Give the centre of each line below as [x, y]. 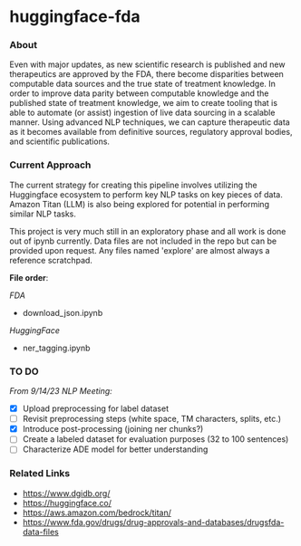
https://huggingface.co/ [67, 503]
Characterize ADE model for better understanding [115, 449]
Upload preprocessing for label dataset [96, 408]
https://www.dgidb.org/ [66, 493]
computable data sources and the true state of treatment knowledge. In [143, 84]
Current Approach [50, 165]
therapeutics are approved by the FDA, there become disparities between [146, 74]
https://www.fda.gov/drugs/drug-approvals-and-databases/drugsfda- [153, 522]
